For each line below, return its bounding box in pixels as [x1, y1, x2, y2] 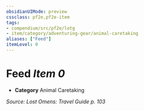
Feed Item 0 [6, 67, 66, 80]
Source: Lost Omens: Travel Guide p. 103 [6, 98, 106, 105]
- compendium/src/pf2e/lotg [6, 25, 76, 31]
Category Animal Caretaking [14, 86, 84, 93]
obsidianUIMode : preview [6, 8, 67, 15]
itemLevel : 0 [6, 42, 38, 48]
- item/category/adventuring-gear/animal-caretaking [6, 31, 139, 37]
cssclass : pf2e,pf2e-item [6, 14, 70, 20]
